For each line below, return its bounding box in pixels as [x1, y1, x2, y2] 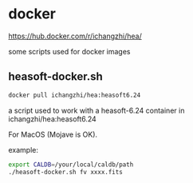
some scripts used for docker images [8, 46, 131, 56]
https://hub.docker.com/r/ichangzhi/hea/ [8, 31, 142, 41]
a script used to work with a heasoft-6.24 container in [8, 105, 185, 115]
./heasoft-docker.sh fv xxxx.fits [8, 168, 124, 176]
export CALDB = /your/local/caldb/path [8, 161, 134, 169]
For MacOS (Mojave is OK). [8, 129, 98, 139]
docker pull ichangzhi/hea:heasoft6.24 [8, 91, 141, 99]
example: [8, 145, 38, 154]
